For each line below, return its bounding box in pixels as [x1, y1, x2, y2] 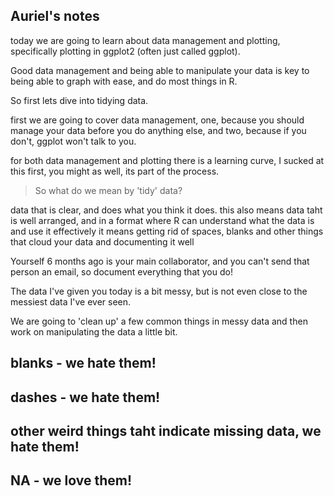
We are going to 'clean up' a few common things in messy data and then [10, 315, 308, 327]
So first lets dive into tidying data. [10, 94, 149, 106]
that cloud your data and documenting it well [10, 235, 195, 248]
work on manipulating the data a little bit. [10, 325, 178, 338]
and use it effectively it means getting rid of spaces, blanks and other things [10, 225, 324, 237]
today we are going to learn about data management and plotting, [10, 34, 281, 46]
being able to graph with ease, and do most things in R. [10, 75, 238, 87]
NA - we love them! [10, 472, 132, 489]
